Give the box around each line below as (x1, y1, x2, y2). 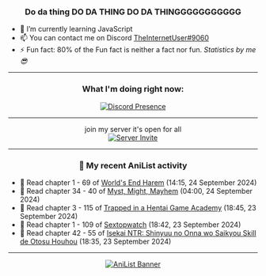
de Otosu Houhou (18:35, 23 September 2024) (19, 236, 172, 246)
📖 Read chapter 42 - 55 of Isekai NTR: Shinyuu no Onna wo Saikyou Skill (19, 228, 256, 237)
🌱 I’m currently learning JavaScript (19, 25, 133, 34)
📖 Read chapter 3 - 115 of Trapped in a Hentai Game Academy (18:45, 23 (19, 202, 256, 212)
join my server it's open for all (84, 124, 182, 134)
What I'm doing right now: (82, 84, 184, 95)
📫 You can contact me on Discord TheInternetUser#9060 (19, 33, 210, 43)
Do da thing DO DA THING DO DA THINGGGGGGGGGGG (25, 6, 241, 17)
